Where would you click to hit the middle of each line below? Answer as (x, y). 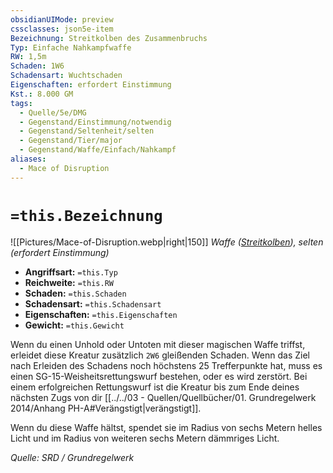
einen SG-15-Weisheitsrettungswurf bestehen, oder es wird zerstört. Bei (159, 376)
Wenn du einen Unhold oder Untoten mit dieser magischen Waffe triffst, (158, 344)
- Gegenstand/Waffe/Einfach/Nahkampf (98, 150)
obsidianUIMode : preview (62, 19)
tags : (21, 103)
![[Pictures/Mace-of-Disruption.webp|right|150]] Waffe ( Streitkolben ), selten (167, 242)
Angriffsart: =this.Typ (71, 272)
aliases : (28, 159)
